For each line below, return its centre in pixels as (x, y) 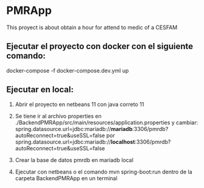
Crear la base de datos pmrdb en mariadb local (74, 160)
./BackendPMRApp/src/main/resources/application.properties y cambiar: (107, 123)
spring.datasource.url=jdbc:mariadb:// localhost (75, 142)
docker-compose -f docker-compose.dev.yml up (68, 70)
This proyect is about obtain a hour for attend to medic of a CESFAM (92, 27)
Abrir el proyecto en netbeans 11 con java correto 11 (79, 104)
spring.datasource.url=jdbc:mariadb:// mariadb (74, 129)
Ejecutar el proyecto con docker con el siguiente (100, 46)
